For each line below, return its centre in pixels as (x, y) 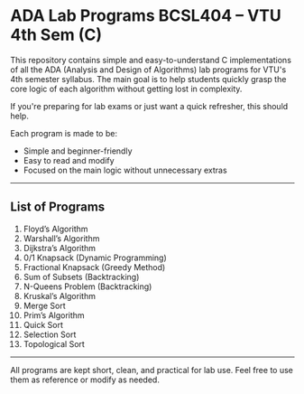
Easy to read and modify (69, 160)
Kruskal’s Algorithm (59, 295)
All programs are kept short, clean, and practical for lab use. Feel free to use (152, 370)
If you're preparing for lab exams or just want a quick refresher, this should (149, 106)
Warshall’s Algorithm (61, 238)
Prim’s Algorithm (54, 315)
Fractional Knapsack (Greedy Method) (94, 267)
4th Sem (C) (56, 35)
